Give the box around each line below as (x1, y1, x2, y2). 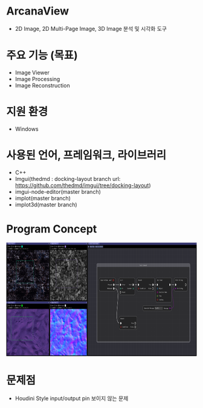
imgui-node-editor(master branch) (14, 188, 101, 195)
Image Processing (14, 75, 60, 82)
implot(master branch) (14, 194, 71, 202)
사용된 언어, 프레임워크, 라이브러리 (6, 148, 167, 162)
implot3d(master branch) (14, 201, 77, 208)
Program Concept (6, 222, 97, 235)
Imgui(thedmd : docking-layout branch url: (14, 175, 121, 182)
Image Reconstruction (14, 82, 71, 89)
